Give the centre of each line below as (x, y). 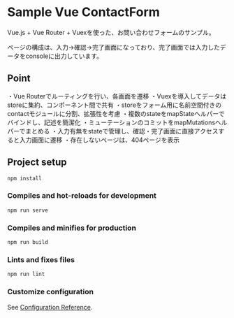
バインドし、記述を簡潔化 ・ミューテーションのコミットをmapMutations (111, 122)
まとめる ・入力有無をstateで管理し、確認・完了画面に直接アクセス (122, 131)
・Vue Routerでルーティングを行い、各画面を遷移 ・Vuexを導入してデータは (117, 96)
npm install (24, 178)
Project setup (37, 162)
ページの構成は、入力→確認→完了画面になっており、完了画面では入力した (114, 47)
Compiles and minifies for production (72, 228)
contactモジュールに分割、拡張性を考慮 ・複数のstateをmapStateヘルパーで (116, 113)
